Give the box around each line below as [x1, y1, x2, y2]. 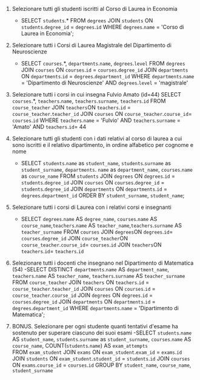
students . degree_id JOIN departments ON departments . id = [21, 185, 168, 192]
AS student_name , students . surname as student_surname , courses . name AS [12, 336, 192, 342]
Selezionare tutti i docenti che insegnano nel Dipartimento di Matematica [12, 259, 194, 266]
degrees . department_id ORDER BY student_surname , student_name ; [21, 192, 185, 199]
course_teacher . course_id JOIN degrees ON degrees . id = [12, 291, 153, 299]
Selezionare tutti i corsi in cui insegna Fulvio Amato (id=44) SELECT [12, 91, 182, 98]
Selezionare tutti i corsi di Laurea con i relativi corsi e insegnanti [12, 203, 172, 211]
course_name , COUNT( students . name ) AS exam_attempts [12, 342, 148, 349]
